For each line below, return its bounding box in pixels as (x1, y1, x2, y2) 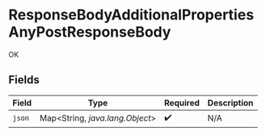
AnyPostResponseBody (8, 23, 171, 41)
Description (207, 97, 254, 108)
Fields (8, 73, 40, 87)
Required (164, 97, 201, 108)
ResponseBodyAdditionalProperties (8, 6, 255, 24)
